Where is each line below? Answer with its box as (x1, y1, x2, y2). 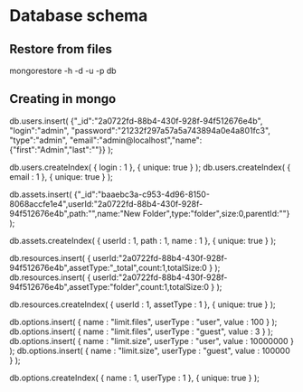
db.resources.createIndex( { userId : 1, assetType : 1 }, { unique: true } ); (9, 299, 276, 310)
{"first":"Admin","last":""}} (9, 144, 106, 154)
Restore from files (9, 42, 113, 57)
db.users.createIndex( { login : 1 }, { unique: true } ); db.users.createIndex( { (9, 162, 291, 173)
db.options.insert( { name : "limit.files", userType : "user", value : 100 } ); (9, 316, 278, 327)
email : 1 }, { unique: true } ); (9, 171, 113, 182)
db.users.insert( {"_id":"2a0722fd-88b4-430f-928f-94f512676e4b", (9, 115, 263, 126)
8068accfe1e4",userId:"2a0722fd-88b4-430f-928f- (9, 198, 204, 209)
